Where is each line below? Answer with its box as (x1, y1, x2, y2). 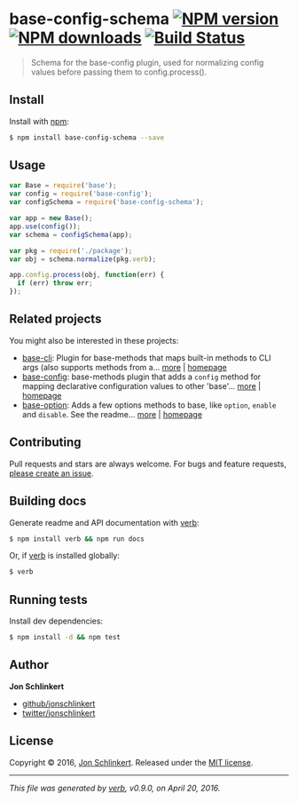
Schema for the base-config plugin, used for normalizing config (30, 57, 264, 67)
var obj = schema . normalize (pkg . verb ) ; (9, 254, 157, 264)
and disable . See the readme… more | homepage (21, 409, 202, 419)
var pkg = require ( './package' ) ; (9, 246, 133, 255)
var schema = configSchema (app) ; (9, 230, 133, 239)
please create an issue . (9, 467, 95, 479)
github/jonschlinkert (21, 698, 96, 709)
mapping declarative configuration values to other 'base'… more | (21, 380, 262, 391)
